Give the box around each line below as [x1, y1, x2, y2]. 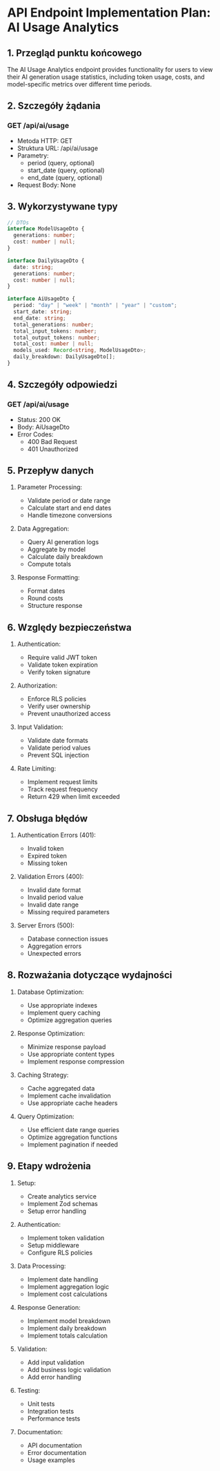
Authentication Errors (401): [17, 831, 97, 839]
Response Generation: [17, 1303, 81, 1311]
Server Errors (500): [17, 921, 74, 929]
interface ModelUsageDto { [7, 225, 85, 232]
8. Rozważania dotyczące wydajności [7, 970, 172, 981]
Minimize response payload [27, 1042, 106, 1051]
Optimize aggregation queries [27, 1015, 112, 1024]
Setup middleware [27, 1241, 79, 1249]
